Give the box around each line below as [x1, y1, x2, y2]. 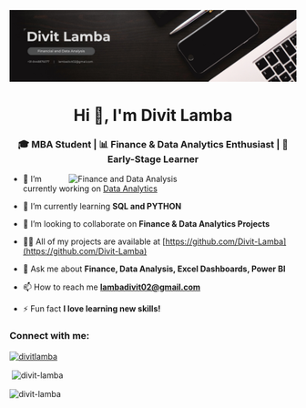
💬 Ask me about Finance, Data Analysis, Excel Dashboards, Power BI [22, 263, 286, 274]
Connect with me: [9, 330, 90, 342]
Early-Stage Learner [107, 153, 199, 166]
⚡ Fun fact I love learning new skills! [22, 303, 161, 314]
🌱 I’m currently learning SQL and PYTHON [22, 201, 182, 212]
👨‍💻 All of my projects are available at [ [22, 236, 166, 247]
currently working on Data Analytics [22, 183, 158, 194]
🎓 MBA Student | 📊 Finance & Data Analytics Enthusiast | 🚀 [17, 138, 289, 151]
